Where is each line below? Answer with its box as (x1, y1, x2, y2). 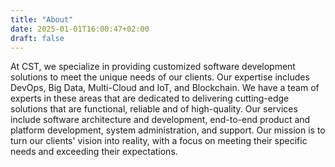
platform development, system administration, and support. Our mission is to (10, 124, 326, 136)
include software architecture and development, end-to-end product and (10, 114, 311, 126)
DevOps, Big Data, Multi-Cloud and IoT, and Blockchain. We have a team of (10, 82, 320, 94)
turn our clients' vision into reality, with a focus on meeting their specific (10, 135, 308, 147)
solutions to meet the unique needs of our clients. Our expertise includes (10, 71, 310, 83)
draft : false (10, 33, 65, 43)
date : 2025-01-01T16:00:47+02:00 (10, 24, 150, 34)
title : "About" (10, 14, 74, 25)
